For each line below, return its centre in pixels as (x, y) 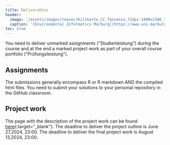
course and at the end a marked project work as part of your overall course (83, 49)
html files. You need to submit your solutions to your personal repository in (83, 87)
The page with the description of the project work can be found (71, 121)
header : (13, 15)
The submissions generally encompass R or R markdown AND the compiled (84, 82)
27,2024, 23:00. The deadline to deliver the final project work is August (79, 132)
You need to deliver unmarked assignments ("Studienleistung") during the (82, 43)
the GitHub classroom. (29, 93)
